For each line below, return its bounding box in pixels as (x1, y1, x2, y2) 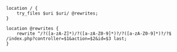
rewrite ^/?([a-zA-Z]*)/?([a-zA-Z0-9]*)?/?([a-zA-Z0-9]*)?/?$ (16, 31, 172, 36)
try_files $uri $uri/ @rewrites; (16, 10, 98, 16)
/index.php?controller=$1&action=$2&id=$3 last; (6, 36, 127, 42)
